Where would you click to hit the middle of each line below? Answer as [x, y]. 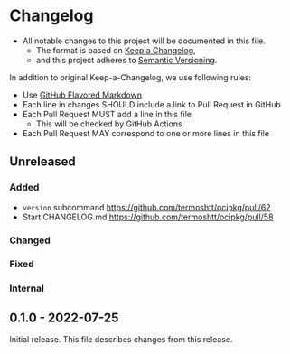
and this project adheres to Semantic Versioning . [126, 60]
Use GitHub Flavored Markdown [82, 95]
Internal [27, 288]
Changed [30, 240]
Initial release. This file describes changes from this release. [121, 340]
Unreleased [43, 162]
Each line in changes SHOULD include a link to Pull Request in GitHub [152, 104]
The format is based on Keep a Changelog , [116, 50]
